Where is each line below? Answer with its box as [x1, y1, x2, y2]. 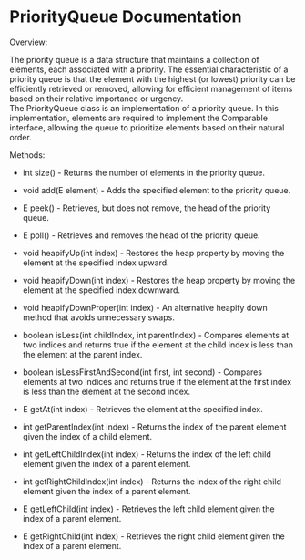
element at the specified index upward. [22, 257, 170, 268]
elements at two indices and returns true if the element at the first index [22, 376, 292, 387]
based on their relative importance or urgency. [9, 93, 184, 104]
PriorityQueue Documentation [9, 6, 242, 27]
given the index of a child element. [22, 430, 153, 441]
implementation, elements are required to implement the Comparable [9, 112, 269, 123]
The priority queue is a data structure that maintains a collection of [9, 54, 259, 65]
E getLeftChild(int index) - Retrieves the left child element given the [22, 503, 275, 514]
